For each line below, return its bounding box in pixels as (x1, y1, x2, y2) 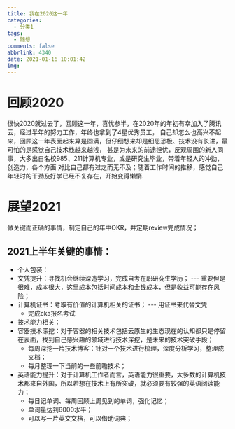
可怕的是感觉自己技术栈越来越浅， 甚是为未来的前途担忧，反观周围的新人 (7, 145, 218, 154)
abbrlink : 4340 (7, 50, 52, 57)
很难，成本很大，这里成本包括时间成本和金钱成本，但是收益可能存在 (17, 283, 214, 291)
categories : (7, 17, 42, 24)
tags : (7, 29, 23, 37)
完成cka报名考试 (27, 309, 76, 318)
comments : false (7, 43, 55, 50)
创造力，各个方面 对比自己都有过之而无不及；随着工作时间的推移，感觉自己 (7, 162, 224, 171)
